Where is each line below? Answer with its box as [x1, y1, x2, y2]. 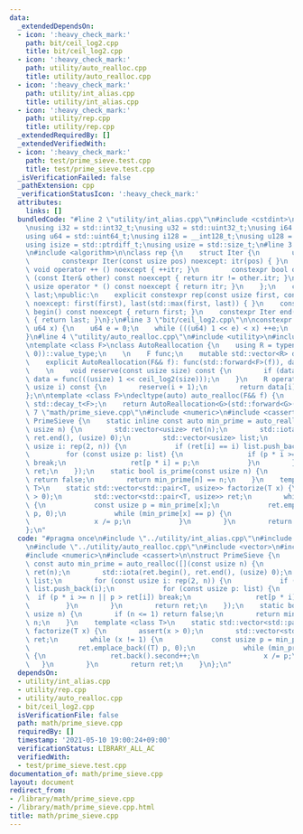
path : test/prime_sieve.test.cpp [25, 155, 151, 165]
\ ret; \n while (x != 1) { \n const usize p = [25, 634, 272, 644]
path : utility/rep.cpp [25, 114, 111, 123]
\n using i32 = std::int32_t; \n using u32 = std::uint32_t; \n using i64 [25, 223, 293, 232]
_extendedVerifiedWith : [17, 139, 106, 148]
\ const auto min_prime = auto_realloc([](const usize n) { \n [25, 559, 264, 568]
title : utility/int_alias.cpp [25, 97, 140, 107]
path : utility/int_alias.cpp [25, 89, 135, 98]
